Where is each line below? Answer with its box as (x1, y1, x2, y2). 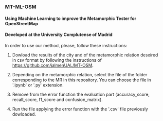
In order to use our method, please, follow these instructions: (5, 42, 127, 48)
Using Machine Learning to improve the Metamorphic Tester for (5, 16, 137, 21)
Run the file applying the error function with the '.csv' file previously (12, 106, 148, 112)
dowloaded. (12, 111, 36, 117)
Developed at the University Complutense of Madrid (5, 32, 113, 37)
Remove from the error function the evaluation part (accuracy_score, (12, 91, 150, 97)
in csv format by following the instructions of (12, 57, 102, 63)
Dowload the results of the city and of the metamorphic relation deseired (12, 52, 158, 58)
